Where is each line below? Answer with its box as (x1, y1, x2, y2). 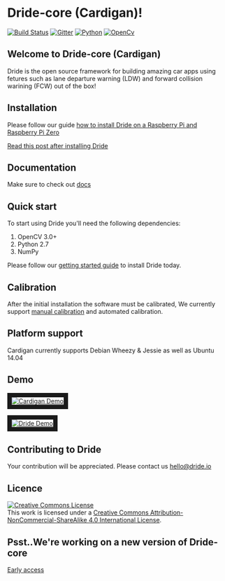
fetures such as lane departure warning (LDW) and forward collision (7, 74, 203, 83)
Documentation (7, 162, 77, 173)
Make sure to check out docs (7, 180, 92, 189)
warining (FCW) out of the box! (7, 82, 96, 90)
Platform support (7, 327, 83, 340)
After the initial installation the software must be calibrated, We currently (7, 300, 215, 308)
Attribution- (150, 508, 184, 517)
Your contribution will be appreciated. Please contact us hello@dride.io (7, 462, 212, 471)
